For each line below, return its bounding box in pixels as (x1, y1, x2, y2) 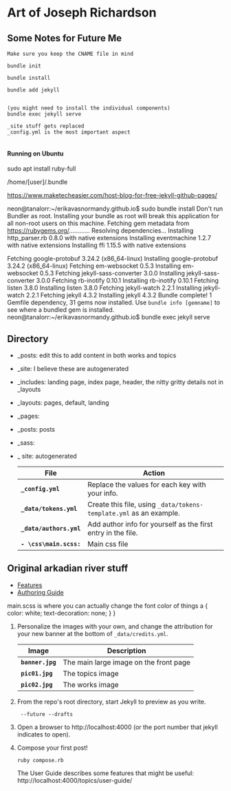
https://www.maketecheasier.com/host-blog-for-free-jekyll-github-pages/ (7, 191, 218, 200)
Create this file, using (87, 500, 156, 509)
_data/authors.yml (20, 525, 81, 533)
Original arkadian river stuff (7, 562, 129, 574)
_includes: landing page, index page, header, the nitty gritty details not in (16, 378, 223, 386)
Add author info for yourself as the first (87, 520, 213, 529)
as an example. (131, 508, 180, 518)
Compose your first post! (16, 743, 88, 752)
